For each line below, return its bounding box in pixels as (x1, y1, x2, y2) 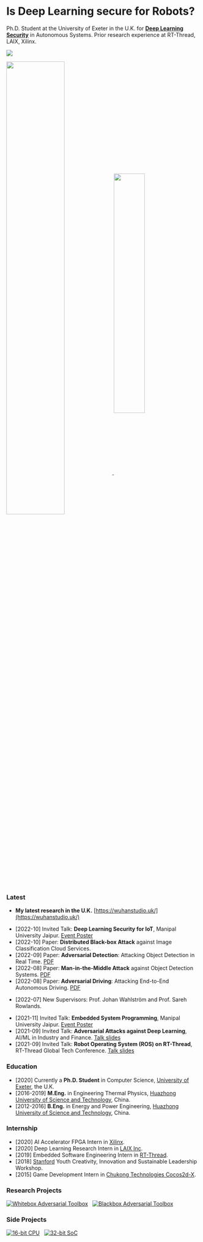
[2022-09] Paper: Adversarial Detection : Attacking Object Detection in (15, 952, 195, 959)
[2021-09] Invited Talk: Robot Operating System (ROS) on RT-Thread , (15, 1041, 193, 1048)
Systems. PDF (15, 971, 51, 979)
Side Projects (6, 1216, 47, 1224)
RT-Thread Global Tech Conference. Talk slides (15, 1047, 135, 1054)
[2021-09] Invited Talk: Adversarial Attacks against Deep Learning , (15, 1027, 187, 1035)
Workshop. (15, 1164, 43, 1171)
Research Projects (6, 1186, 62, 1195)
